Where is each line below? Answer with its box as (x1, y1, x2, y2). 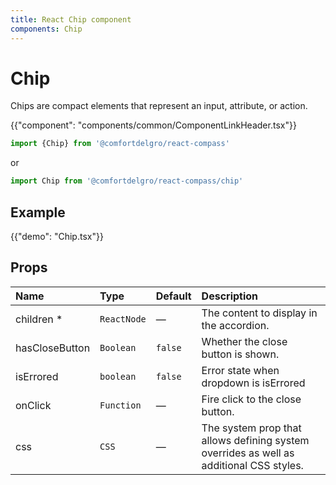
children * (15, 312, 63, 326)
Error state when (201, 363, 280, 377)
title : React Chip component (10, 14, 132, 25)
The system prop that (201, 421, 302, 435)
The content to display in (201, 306, 318, 320)
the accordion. (201, 318, 270, 332)
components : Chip (10, 24, 83, 34)
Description (201, 289, 259, 303)
